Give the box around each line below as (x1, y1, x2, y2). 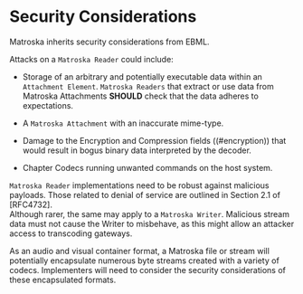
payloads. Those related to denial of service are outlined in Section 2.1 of (9, 189, 280, 200)
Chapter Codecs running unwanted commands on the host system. (22, 162, 273, 173)
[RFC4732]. (9, 199, 52, 210)
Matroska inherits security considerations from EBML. (9, 36, 210, 47)
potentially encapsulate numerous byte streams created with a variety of (9, 255, 280, 266)
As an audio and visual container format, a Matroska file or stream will (9, 245, 270, 256)
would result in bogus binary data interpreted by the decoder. (22, 145, 251, 156)
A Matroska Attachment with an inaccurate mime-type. (22, 118, 224, 128)
